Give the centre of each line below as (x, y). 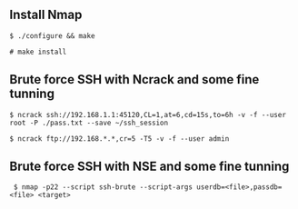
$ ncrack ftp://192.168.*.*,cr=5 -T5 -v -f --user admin (119, 139)
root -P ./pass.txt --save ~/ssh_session (89, 123)
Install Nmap (46, 15)
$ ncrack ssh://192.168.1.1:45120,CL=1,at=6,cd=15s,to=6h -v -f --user (148, 114)
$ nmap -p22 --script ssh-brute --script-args (103, 187)
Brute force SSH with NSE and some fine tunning (149, 167)
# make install (38, 52)
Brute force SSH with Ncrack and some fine (134, 80)
